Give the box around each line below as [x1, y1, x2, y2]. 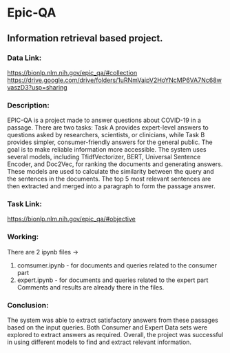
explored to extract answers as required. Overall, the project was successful [7, 331, 224, 339]
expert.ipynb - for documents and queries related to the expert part [17, 276, 209, 284]
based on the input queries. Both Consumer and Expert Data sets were [7, 323, 208, 332]
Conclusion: [7, 300, 49, 310]
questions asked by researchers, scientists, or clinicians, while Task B [7, 131, 205, 139]
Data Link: [7, 53, 42, 63]
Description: [7, 100, 50, 110]
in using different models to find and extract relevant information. [7, 338, 191, 346]
